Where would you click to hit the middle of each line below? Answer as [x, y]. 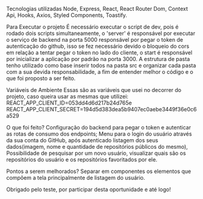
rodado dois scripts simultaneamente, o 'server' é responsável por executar [101, 33]
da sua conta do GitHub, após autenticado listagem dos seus [82, 140]
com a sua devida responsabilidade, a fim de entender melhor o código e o [100, 72]
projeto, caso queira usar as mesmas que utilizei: [67, 96]
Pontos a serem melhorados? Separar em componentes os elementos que [99, 171]
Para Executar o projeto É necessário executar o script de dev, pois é [92, 27]
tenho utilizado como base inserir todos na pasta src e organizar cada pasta [101, 65]
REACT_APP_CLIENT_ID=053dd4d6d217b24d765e [69, 103]
